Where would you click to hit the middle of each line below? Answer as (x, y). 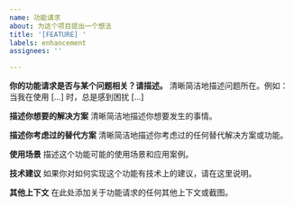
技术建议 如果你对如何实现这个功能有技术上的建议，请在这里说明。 (133, 174)
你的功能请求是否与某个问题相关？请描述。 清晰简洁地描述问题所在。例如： (149, 85)
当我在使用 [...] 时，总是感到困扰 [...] (77, 97)
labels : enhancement (48, 43)
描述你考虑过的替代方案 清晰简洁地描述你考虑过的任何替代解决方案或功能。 (149, 135)
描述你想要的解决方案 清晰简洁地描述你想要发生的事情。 (113, 116)
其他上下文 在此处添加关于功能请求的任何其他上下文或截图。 (121, 193)
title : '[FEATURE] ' (48, 34)
